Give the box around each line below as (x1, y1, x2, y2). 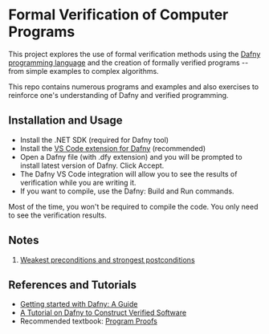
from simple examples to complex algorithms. (8, 66, 159, 75)
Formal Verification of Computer (8, 6, 229, 24)
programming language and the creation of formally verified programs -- (8, 58, 249, 67)
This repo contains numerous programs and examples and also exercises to (8, 82, 259, 92)
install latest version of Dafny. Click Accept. (19, 161, 165, 170)
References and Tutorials (8, 278, 137, 291)
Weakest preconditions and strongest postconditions (19, 255, 195, 264)
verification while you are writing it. (19, 177, 137, 187)
